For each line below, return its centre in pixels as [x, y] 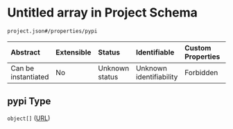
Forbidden [201, 72]
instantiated [30, 77]
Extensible [73, 52]
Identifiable [155, 52]
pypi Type [29, 101]
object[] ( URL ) [29, 118]
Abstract [25, 52]
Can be [23, 68]
